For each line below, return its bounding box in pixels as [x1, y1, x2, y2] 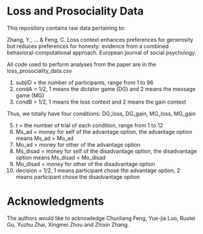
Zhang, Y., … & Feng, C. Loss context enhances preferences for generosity [7, 36, 193, 43]
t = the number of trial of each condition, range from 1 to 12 [15, 121, 163, 129]
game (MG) [15, 92, 44, 99]
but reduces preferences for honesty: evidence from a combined [7, 42, 169, 50]
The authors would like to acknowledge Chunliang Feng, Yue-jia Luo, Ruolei [7, 214, 196, 222]
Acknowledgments [7, 195, 105, 209]
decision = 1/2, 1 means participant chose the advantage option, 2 [15, 167, 181, 174]
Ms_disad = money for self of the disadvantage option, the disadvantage [15, 147, 198, 155]
